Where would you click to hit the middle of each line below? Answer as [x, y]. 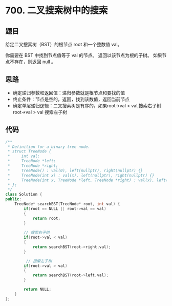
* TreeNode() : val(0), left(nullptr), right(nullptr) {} [75, 170]
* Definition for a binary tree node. [49, 147]
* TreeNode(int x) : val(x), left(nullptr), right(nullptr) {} [81, 175]
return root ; [46, 218]
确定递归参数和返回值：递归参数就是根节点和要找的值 [69, 92]
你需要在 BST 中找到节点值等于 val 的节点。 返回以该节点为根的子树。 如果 [84, 55]
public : [14, 199]
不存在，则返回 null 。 [33, 62]
